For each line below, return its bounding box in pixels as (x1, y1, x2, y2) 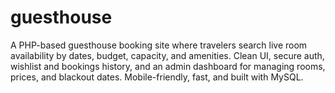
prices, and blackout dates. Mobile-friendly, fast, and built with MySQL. (10, 71, 304, 83)
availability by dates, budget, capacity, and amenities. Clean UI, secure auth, (10, 49, 325, 61)
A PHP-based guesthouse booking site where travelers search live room (10, 39, 308, 51)
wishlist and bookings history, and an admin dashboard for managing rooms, (10, 60, 326, 72)
